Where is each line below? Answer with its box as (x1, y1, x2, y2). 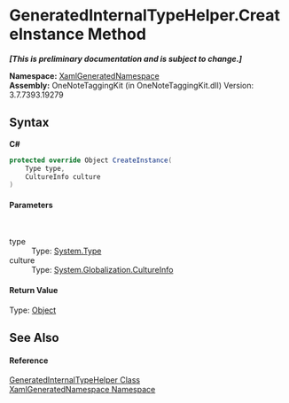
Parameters (9, 199, 53, 210)
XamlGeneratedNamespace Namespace (9, 384, 156, 395)
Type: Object (9, 305, 57, 315)
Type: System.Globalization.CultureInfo (31, 265, 174, 275)
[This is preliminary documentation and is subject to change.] (9, 53, 242, 64)
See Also (9, 330, 59, 345)
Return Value (9, 285, 59, 296)
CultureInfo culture (25, 172, 101, 182)
